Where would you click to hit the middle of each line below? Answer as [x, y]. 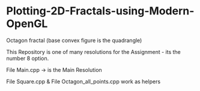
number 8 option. [28, 58]
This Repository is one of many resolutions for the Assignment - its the [94, 51]
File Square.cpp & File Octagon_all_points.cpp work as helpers [83, 81]
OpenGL [27, 24]
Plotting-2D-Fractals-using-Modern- [100, 11]
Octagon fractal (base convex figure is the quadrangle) [74, 40]
